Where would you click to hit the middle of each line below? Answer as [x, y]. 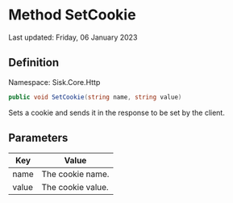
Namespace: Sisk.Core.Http [54, 82]
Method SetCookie [72, 15]
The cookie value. [75, 188]
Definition [33, 63]
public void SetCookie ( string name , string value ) [95, 97]
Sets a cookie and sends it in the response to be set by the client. [117, 112]
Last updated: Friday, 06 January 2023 [73, 37]
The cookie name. [75, 174]
